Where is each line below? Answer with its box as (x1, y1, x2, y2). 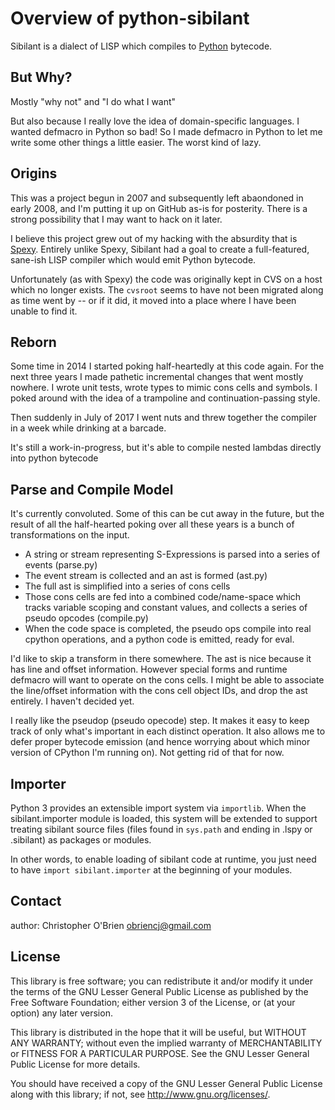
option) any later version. (10, 1007, 113, 1019)
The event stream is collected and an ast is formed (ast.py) (24, 570, 268, 582)
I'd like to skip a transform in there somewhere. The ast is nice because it (10, 653, 312, 665)
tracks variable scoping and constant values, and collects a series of (24, 602, 308, 614)
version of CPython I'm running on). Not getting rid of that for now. (10, 747, 285, 759)
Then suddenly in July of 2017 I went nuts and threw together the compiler (10, 412, 317, 424)
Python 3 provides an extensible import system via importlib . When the (10, 802, 307, 814)
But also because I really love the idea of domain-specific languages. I (10, 115, 300, 127)
